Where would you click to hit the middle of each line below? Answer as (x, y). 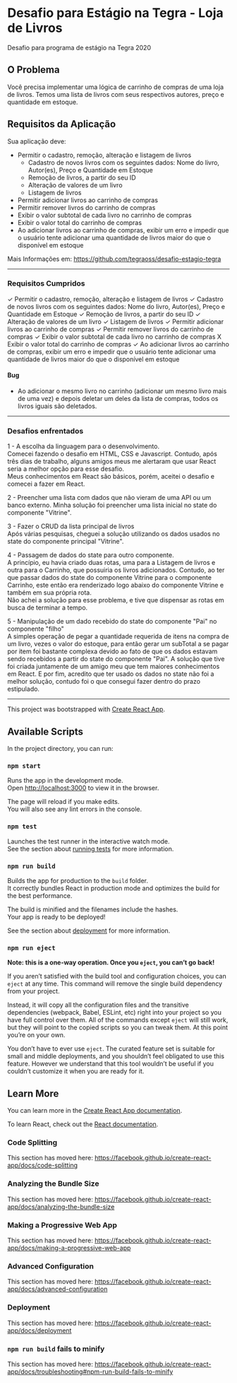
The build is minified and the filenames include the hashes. (93, 909)
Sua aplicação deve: (37, 141)
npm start (24, 766)
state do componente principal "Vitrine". (66, 542)
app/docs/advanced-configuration (57, 1289)
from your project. (34, 991)
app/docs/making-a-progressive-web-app (69, 1248)
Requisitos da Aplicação (62, 124)
